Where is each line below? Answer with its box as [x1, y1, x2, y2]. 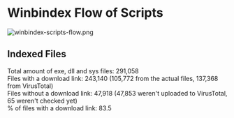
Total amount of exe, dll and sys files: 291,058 [7, 66, 139, 75]
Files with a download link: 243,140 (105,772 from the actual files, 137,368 [7, 74, 219, 82]
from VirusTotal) [7, 82, 54, 90]
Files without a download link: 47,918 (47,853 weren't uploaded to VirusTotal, [7, 89, 228, 97]
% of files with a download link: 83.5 [7, 103, 112, 112]
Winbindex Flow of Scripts [7, 5, 163, 21]
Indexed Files [7, 48, 66, 60]
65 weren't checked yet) [7, 96, 78, 105]
